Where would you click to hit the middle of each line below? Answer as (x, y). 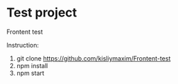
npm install (32, 65)
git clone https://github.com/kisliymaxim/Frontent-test (94, 58)
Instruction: (23, 45)
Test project (42, 13)
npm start (30, 73)
